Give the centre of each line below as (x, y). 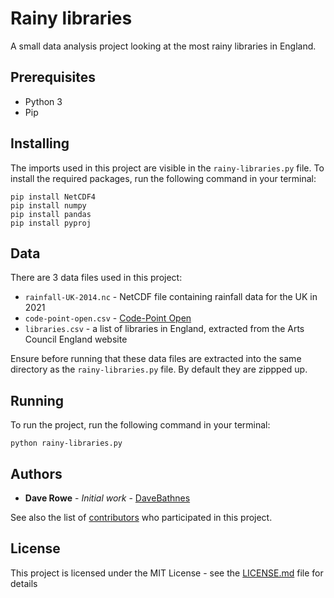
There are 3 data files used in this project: (96, 278)
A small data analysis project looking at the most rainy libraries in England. (163, 46)
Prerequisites (53, 77)
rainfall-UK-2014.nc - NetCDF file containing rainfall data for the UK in (171, 297)
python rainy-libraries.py (66, 443)
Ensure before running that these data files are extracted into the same (156, 359)
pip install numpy (48, 205)
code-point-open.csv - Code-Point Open (108, 318)
